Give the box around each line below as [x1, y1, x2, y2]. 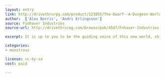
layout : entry [5, 7, 34, 12]
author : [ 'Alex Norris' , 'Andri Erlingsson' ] [5, 16, 102, 21]
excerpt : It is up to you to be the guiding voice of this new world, [5, 34, 153, 39]
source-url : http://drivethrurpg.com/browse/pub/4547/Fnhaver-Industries [5, 26, 160, 30]
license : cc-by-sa [5, 56, 43, 61]
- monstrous [5, 48, 29, 52]
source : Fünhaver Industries [5, 21, 65, 26]
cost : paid [5, 61, 27, 66]
